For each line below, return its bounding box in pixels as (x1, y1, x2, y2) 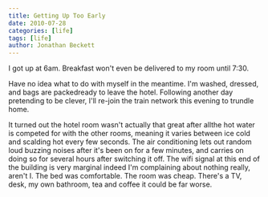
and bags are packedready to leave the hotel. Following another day (8, 87, 233, 97)
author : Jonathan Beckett (8, 42, 95, 50)
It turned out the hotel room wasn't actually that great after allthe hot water (8, 120, 255, 130)
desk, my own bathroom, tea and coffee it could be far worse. (8, 179, 213, 189)
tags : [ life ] (8, 34, 52, 42)
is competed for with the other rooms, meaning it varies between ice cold (8, 129, 251, 139)
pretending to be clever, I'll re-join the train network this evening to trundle (8, 96, 254, 106)
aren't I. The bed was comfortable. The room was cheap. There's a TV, (8, 171, 242, 181)
